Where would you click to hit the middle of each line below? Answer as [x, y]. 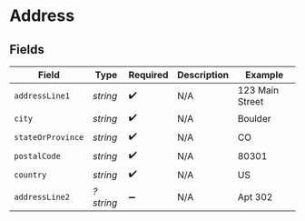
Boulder [254, 118]
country [30, 175]
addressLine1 [42, 96]
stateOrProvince [49, 137]
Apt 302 [255, 197]
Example [264, 75]
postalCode [37, 156]
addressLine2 [42, 197]
